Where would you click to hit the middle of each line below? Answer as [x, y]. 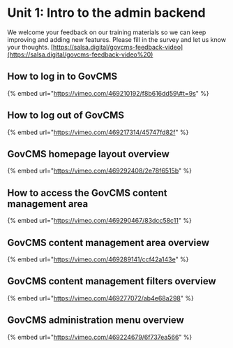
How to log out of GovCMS [66, 116]
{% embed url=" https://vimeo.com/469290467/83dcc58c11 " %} [99, 221]
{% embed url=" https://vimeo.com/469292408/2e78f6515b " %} [99, 171]
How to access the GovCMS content [87, 193]
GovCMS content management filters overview [112, 281]
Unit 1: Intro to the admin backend [106, 13]
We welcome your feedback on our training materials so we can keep [107, 32]
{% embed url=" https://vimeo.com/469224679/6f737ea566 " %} [100, 337]
